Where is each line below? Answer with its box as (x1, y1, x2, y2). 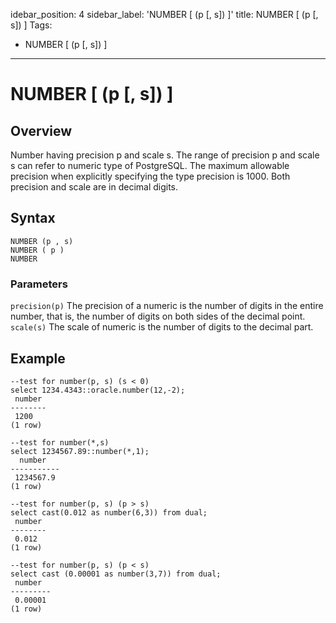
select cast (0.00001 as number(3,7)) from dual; (10, 569, 222, 579)
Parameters (10, 277, 68, 291)
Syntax (10, 210, 56, 227)
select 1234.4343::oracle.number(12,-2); (10, 385, 186, 395)
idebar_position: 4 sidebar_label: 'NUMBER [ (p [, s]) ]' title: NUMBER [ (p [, (10, 9, 319, 20)
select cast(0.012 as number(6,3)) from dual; (10, 507, 208, 518)
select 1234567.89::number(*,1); (10, 446, 150, 456)
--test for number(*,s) (10, 437, 110, 448)
